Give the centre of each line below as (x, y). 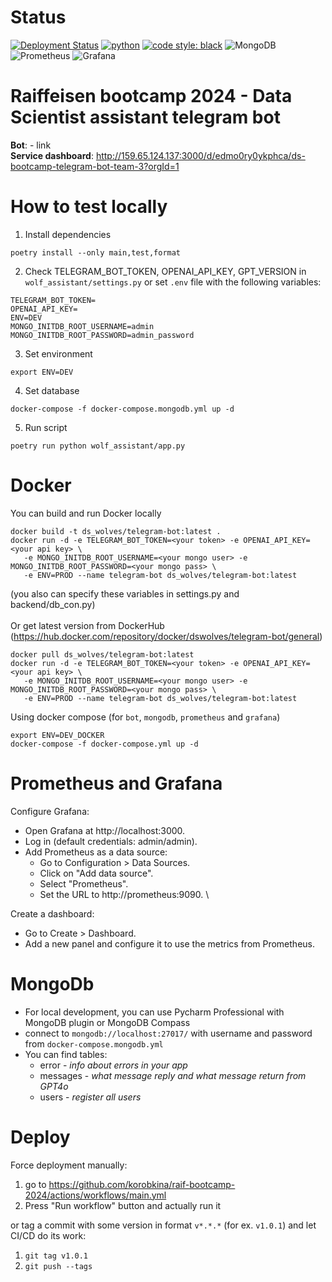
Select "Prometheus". (84, 883)
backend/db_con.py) (53, 604)
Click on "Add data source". (96, 873)
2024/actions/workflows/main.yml (95, 1195)
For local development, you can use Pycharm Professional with (154, 1012)
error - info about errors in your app (113, 1065)
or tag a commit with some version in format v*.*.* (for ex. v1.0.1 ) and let (163, 1225)
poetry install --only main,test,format (96, 252)
